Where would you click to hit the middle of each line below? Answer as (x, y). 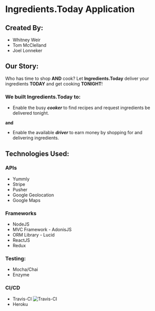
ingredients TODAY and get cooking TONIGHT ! (54, 83)
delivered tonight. (31, 113)
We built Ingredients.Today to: (43, 96)
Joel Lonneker (27, 50)
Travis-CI (22, 299)
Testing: (16, 259)
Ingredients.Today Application (70, 9)
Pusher (20, 189)
